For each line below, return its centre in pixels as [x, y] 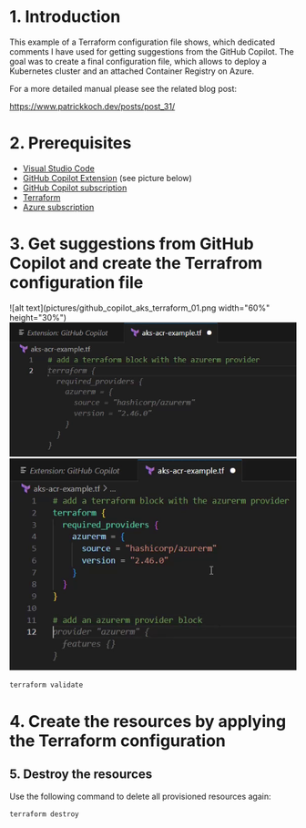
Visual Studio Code [59, 168]
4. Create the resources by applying [148, 721]
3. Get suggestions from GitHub [132, 244]
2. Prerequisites [71, 143]
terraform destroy [44, 814]
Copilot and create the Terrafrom [136, 264]
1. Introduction [65, 17]
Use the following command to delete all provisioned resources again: [140, 796]
